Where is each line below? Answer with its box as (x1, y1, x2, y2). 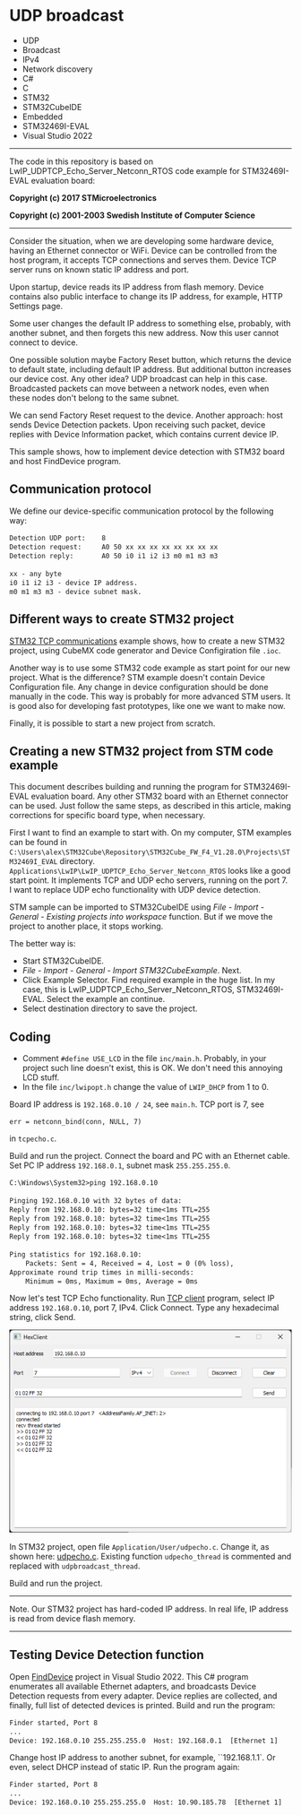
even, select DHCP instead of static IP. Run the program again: (9, 1761, 240, 1772)
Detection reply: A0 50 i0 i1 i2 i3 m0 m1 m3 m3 (9, 551, 219, 560)
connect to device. (9, 337, 79, 348)
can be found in (9, 837, 67, 848)
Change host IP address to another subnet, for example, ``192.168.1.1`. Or (9, 1751, 276, 1762)
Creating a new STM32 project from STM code (9, 743, 274, 758)
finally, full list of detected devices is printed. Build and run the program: (9, 1699, 276, 1710)
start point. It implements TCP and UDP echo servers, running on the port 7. (9, 875, 288, 886)
